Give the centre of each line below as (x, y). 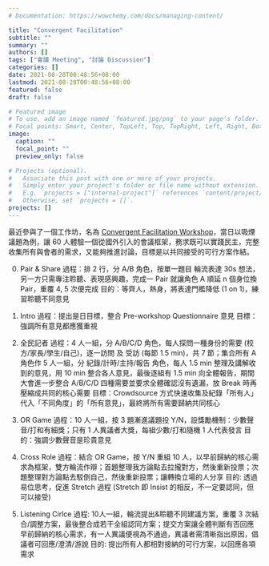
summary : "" (28, 45)
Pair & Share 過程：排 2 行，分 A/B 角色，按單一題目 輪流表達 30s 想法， (140, 268)
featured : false (35, 90)
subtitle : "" (30, 38)
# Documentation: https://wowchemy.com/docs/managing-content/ (116, 16)
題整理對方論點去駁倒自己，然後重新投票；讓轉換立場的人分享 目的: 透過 (139, 476)
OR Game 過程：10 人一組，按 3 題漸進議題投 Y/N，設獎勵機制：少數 (133, 419)
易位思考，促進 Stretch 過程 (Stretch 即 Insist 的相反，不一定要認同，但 (137, 487)
